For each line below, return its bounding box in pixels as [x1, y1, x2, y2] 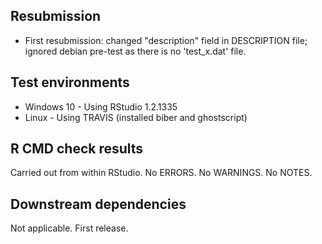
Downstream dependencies [10, 195, 187, 213]
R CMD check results [10, 140, 144, 158]
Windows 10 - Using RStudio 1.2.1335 [24, 100, 178, 113]
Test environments [10, 74, 130, 91]
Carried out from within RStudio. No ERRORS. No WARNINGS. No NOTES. [10, 167, 313, 179]
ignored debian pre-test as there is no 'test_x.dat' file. [24, 45, 247, 57]
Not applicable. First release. [10, 222, 129, 234]
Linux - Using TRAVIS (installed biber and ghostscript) [24, 111, 248, 123]
